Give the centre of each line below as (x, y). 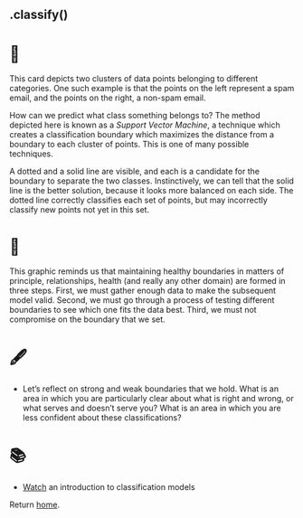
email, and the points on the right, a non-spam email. (108, 98)
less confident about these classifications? (102, 418)
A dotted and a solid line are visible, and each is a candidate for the (135, 172)
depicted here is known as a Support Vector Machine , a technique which (145, 125)
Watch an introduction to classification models (109, 487)
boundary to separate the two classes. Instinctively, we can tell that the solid (151, 181)
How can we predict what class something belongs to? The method (135, 116)
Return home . (35, 504)
